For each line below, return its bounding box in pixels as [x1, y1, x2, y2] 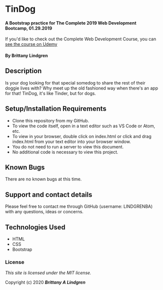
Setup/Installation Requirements [5, 105, 107, 113]
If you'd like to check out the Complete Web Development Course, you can [5, 36, 156, 42]
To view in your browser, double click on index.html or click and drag [12, 133, 152, 139]
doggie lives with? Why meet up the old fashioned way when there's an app [5, 85, 158, 91]
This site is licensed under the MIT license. [5, 270, 92, 276]
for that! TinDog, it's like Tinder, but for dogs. [5, 90, 96, 96]
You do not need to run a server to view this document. [12, 144, 124, 149]
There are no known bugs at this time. [5, 176, 82, 182]
